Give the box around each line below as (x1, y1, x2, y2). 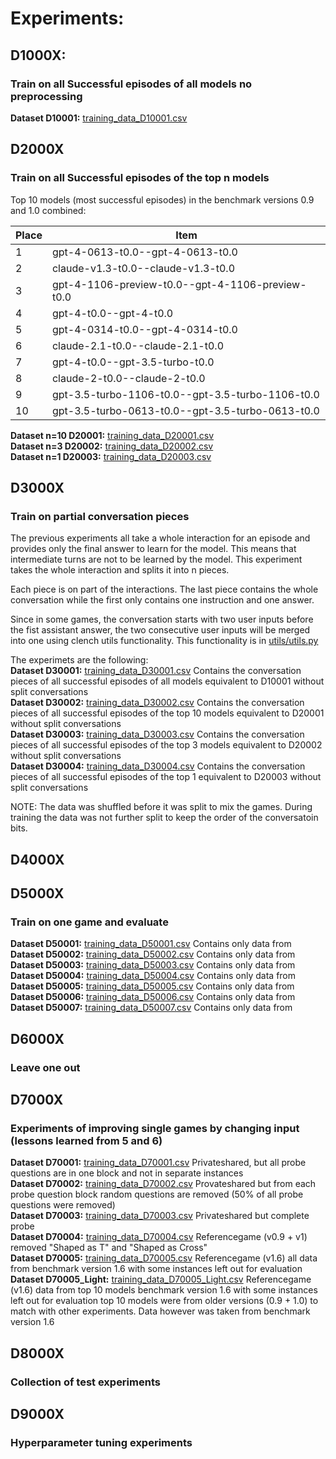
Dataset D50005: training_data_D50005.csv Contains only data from (10, 980, 295, 992)
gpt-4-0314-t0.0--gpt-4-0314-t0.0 (51, 322, 238, 336)
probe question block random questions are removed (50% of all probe (10, 1188, 304, 1201)
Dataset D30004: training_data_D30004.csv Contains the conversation (10, 760, 306, 772)
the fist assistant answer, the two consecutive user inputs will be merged (10, 624, 311, 636)
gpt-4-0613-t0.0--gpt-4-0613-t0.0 (51, 245, 238, 259)
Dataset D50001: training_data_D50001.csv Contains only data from (10, 938, 292, 950)
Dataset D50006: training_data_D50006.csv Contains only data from (10, 991, 296, 1003)
